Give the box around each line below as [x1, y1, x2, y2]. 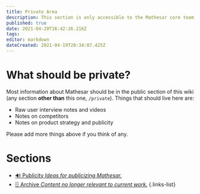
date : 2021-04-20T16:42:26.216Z [6, 25, 87, 32]
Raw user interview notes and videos [14, 106, 107, 113]
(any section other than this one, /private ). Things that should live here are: [6, 94, 195, 102]
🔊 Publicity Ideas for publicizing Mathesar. [14, 172, 122, 179]
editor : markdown [6, 37, 50, 43]
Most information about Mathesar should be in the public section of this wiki [6, 88, 194, 95]
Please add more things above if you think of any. [6, 130, 128, 138]
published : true [6, 20, 47, 26]
